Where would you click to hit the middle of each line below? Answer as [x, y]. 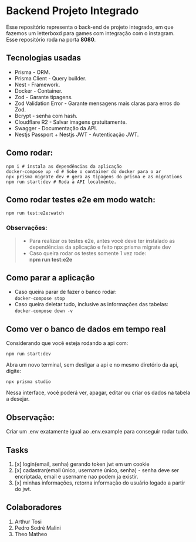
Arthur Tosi [28, 521]
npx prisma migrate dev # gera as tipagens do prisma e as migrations [94, 177]
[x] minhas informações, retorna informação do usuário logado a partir [100, 483]
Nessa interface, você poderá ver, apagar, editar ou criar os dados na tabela [98, 393]
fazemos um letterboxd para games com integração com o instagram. [90, 33]
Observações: [27, 228]
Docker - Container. [38, 91]
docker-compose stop [40, 299]
